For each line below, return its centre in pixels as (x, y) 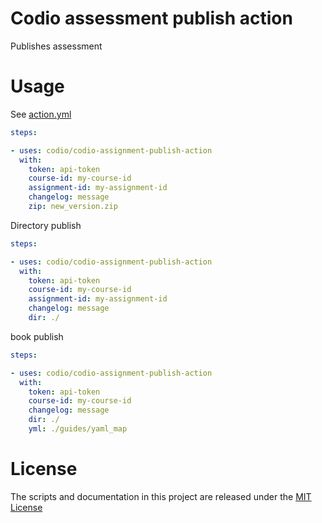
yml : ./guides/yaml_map (78, 429)
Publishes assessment (56, 46)
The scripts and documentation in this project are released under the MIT (161, 496)
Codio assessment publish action (151, 18)
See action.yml (41, 114)
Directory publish (46, 225)
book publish (37, 336)
